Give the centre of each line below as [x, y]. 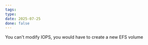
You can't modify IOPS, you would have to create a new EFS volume [74, 37]
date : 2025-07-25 [23, 19]
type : [11, 14]
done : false [17, 23]
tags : [11, 10]
